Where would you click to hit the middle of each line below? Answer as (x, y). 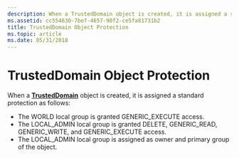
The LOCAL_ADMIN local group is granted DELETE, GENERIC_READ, (117, 125)
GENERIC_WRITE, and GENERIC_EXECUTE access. (92, 132)
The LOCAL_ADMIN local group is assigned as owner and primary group (123, 139)
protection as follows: (39, 103)
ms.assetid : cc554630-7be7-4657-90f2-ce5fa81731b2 (84, 21)
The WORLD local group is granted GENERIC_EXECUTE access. (111, 117)
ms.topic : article (34, 34)
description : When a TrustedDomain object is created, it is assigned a (117, 14)
